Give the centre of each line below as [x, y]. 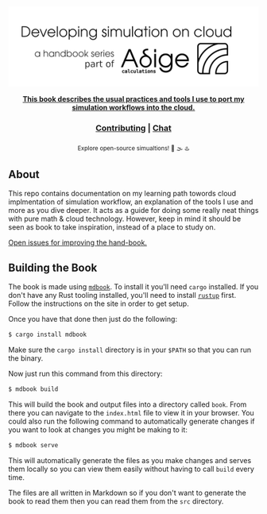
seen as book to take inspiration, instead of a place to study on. [112, 227]
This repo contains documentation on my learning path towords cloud [122, 194]
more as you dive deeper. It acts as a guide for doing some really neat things [133, 211]
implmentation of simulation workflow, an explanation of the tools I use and [131, 202]
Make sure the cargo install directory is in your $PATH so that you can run [130, 350]
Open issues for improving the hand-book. [77, 243]
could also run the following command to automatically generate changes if [132, 421]
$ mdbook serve [33, 445]
